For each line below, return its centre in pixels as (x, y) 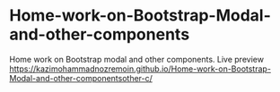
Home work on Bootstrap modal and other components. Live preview (137, 59)
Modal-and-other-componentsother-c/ (81, 78)
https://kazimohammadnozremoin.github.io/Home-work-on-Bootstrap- (140, 69)
